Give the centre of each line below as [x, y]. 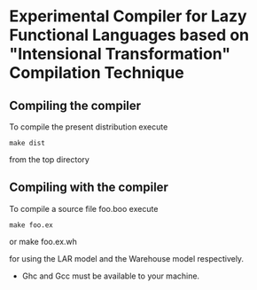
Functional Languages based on [129, 35]
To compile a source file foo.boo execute [84, 208]
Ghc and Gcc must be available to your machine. [111, 276]
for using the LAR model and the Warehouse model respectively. [127, 258]
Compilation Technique [97, 73]
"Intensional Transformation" [120, 54]
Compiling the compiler [75, 105]
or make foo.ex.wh [43, 241]
